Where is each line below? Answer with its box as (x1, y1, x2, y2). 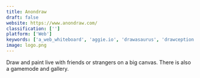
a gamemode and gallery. (6, 65, 69, 72)
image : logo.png (6, 43, 47, 49)
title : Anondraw (6, 8, 47, 15)
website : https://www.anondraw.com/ (6, 20, 98, 26)
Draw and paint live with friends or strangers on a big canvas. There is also (6, 58, 192, 66)
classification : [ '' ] (6, 25, 60, 32)
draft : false (6, 14, 39, 20)
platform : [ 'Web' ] (6, 31, 52, 37)
